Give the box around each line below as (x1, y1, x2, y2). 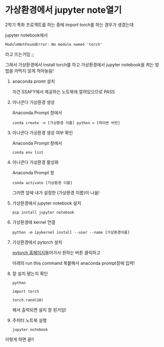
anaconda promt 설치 (12, 78, 55, 84)
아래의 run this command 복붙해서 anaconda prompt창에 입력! (12, 260, 135, 266)
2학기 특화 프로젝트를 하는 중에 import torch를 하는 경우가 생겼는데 (5, 22, 134, 28)
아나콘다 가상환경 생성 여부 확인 (12, 129, 73, 135)
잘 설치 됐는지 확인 (12, 270, 48, 276)
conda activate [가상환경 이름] (12, 180, 73, 185)
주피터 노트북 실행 (12, 317, 47, 323)
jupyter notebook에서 (5, 32, 48, 38)
